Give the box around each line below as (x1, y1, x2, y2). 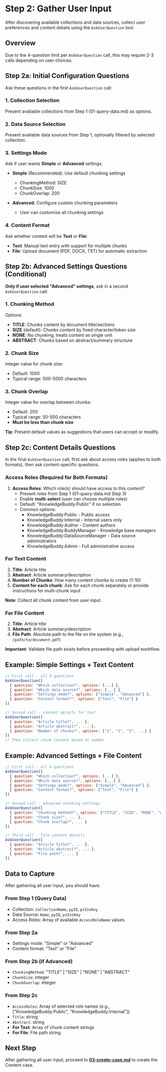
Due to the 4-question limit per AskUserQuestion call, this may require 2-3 (5, 52, 154, 58)
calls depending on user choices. (5, 57, 73, 63)
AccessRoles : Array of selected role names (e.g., (12, 1003, 110, 1009)
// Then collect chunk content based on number (5, 738, 105, 743)
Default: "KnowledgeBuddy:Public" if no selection (19, 501, 121, 507)
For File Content (5, 609, 44, 616)
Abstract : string (12, 1019, 44, 1025)
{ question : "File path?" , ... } (9, 851, 79, 856)
